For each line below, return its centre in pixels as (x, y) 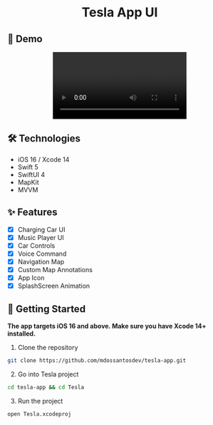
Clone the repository (48, 347)
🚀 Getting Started (47, 309)
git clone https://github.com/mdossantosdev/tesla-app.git (97, 360)
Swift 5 (28, 167)
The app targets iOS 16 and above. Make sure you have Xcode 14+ (107, 326)
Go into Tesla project (48, 374)
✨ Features (32, 212)
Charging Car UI (41, 229)
